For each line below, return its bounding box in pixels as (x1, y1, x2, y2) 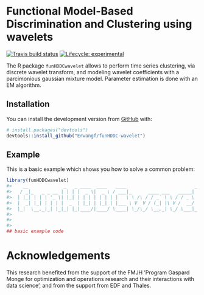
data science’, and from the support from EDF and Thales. (6, 282, 152, 289)
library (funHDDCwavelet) (6, 178, 69, 184)
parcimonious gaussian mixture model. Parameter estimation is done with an (6, 75, 198, 82)
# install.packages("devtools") (6, 127, 88, 133)
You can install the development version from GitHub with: (6, 115, 152, 122)
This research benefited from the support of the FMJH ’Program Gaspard (6, 269, 190, 276)
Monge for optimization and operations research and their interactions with (6, 276, 195, 282)
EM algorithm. (6, 81, 41, 89)
